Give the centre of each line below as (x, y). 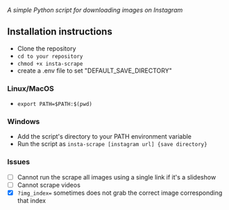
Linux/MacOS (31, 88)
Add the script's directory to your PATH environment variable (104, 137)
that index (32, 200)
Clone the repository (46, 49)
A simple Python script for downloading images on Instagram (95, 10)
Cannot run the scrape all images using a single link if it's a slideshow (117, 177)
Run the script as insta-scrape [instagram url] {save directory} (112, 144)
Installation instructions (60, 32)
